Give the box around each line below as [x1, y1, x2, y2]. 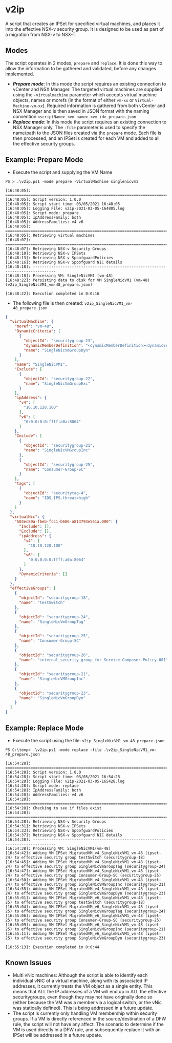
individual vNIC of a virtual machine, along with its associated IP [12, 977, 148, 984]
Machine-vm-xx [12, 103, 43, 109]
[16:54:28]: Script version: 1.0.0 [5, 769, 81, 775]
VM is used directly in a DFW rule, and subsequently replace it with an [12, 1026, 161, 1033]
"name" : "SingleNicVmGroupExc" [24, 381, 91, 386]
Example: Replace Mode [5, 724, 84, 733]
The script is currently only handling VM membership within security [12, 1010, 157, 1016]
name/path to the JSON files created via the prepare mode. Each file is [12, 130, 162, 136]
